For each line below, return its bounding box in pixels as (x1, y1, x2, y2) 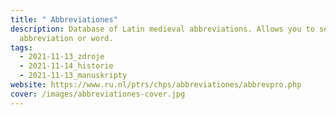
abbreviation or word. (19, 33, 114, 43)
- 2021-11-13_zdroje (19, 52, 105, 62)
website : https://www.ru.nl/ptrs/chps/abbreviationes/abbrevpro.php (10, 80, 302, 90)
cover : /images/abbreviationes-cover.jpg (10, 89, 186, 99)
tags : (10, 42, 33, 53)
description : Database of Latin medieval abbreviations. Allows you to (10, 24, 315, 34)
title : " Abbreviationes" (10, 14, 118, 25)
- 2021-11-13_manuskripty (19, 71, 128, 81)
